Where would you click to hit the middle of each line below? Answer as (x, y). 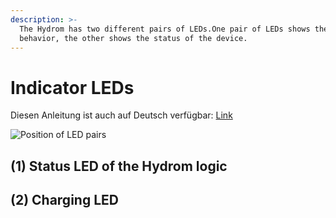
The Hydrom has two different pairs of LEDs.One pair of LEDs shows (165, 29)
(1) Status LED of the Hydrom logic (119, 166)
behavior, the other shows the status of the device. (133, 38)
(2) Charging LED (64, 200)
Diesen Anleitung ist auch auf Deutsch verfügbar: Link (121, 115)
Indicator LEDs (72, 87)
